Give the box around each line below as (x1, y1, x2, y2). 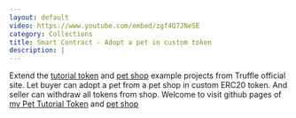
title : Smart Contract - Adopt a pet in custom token (9, 37, 213, 47)
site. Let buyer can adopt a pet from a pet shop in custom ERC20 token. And (9, 80, 288, 90)
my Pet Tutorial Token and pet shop (9, 98, 139, 109)
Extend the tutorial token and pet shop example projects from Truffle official (9, 70, 286, 81)
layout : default (9, 12, 69, 22)
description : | (9, 46, 66, 55)
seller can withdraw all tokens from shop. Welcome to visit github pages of (9, 90, 282, 100)
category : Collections (9, 29, 93, 38)
